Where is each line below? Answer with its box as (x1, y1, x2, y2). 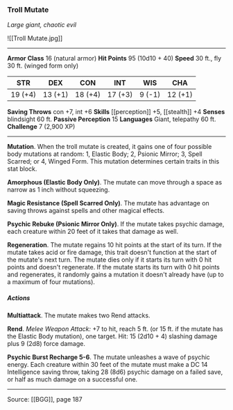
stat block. (7, 165, 37, 173)
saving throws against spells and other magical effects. (7, 207, 165, 215)
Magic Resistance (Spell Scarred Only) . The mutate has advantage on (7, 199, 209, 207)
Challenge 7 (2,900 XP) (7, 123, 76, 131)
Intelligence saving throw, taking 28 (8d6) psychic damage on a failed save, (7, 368, 223, 377)
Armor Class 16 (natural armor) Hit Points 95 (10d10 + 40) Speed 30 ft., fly (7, 54, 222, 63)
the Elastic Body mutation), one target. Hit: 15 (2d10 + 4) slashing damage (7, 332, 218, 340)
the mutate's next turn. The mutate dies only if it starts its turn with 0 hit (7, 255, 212, 264)
